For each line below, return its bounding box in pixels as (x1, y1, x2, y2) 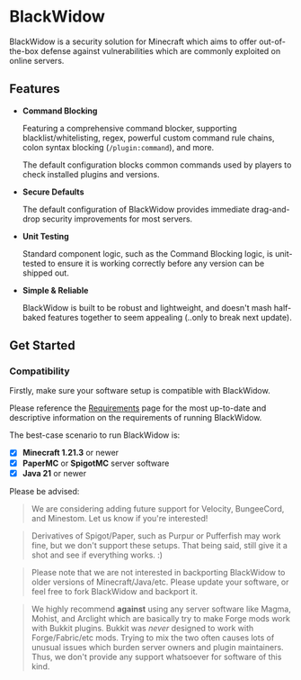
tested (22, 258, 47, 268)
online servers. (9, 55, 65, 66)
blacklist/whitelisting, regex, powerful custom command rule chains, (22, 132, 275, 143)
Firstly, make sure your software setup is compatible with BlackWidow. (9, 385, 271, 396)
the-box (9, 45, 39, 56)
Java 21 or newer (22, 467, 87, 478)
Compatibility (9, 365, 70, 377)
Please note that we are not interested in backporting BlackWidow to (31, 567, 286, 577)
